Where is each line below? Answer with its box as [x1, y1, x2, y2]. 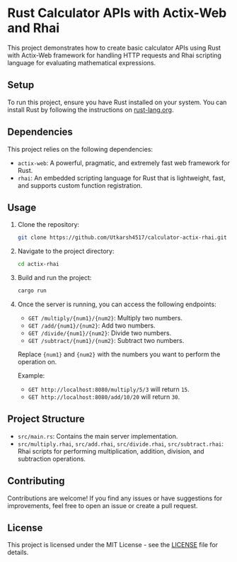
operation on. [17, 358, 57, 366]
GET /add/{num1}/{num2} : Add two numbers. [28, 321, 156, 330]
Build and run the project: [17, 274, 92, 282]
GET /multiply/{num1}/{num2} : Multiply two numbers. [28, 314, 183, 322]
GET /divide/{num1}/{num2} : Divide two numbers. [28, 329, 172, 337]
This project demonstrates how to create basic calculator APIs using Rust [7, 43, 221, 52]
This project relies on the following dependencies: [7, 145, 154, 153]
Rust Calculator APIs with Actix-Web [7, 5, 227, 21]
